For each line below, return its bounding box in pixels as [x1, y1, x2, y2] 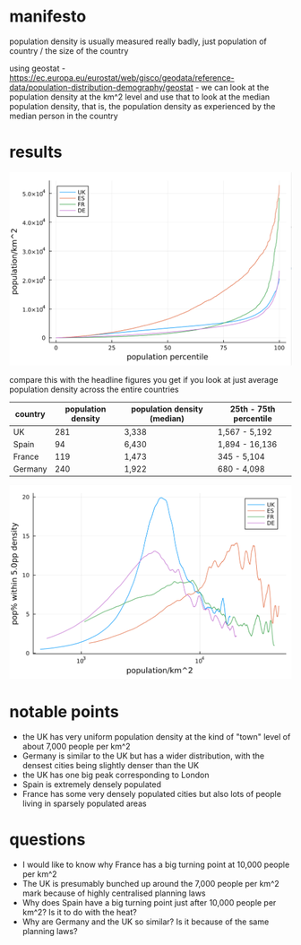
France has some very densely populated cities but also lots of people [21, 788, 282, 799]
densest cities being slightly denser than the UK [21, 759, 200, 770]
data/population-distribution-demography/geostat [9, 82, 194, 92]
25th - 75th [229, 403, 276, 414]
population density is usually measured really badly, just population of [9, 36, 267, 47]
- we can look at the [195, 82, 270, 92]
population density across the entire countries [9, 384, 179, 394]
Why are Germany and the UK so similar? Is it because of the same [21, 916, 270, 927]
